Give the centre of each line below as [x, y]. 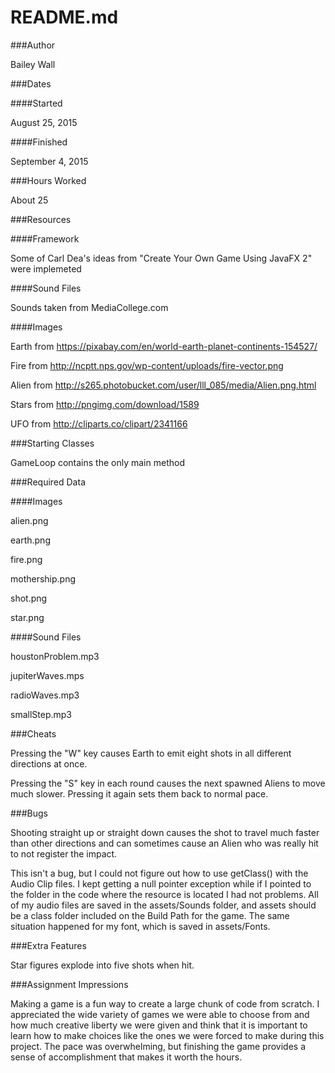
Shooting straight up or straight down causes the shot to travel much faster [165, 832]
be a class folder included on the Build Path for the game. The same [150, 915]
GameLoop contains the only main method [97, 462]
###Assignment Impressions [69, 984]
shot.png [29, 598]
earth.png [30, 540]
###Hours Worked [48, 180]
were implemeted [46, 268]
